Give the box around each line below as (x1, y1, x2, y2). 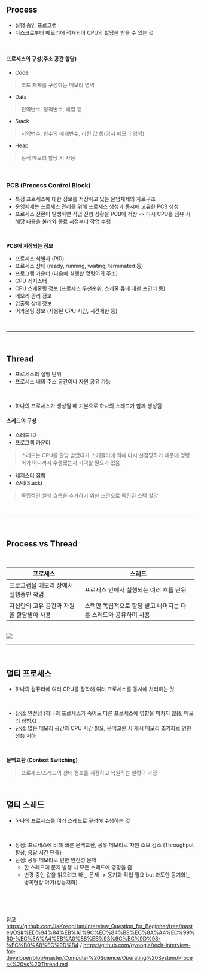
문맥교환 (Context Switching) (6, 756, 78, 764)
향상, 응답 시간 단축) (14, 849, 62, 856)
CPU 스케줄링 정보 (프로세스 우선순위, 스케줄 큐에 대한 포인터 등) (14, 285, 166, 292)
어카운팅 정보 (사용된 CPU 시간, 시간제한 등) (14, 308, 118, 315)
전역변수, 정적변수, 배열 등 (20, 106, 82, 113)
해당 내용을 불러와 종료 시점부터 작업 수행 (14, 218, 111, 225)
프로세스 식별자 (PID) (14, 255, 65, 262)
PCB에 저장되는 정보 (6, 242, 54, 250)
